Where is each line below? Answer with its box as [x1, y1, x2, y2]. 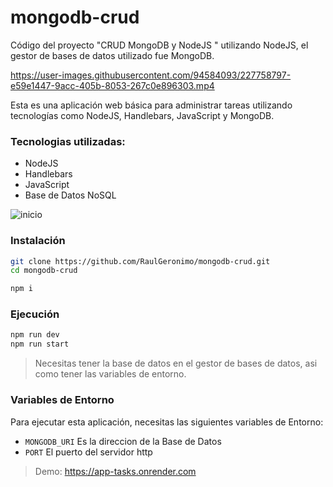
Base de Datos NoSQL [24, 189, 117, 201]
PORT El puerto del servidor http [24, 446, 153, 458]
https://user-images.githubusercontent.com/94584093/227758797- [10, 69, 292, 81]
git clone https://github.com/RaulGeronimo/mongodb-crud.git [10, 256, 271, 266]
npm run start [10, 339, 70, 350]
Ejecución [10, 307, 60, 321]
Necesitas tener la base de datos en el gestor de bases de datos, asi [34, 357, 318, 370]
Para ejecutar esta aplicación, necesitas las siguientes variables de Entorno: [10, 416, 324, 428]
